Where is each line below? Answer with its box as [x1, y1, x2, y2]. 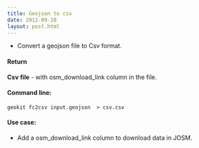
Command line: [7, 89, 52, 97]
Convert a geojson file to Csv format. [17, 42, 123, 50]
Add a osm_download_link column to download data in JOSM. [17, 134, 193, 142]
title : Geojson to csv [7, 10, 72, 17]
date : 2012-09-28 [7, 17, 57, 23]
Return [7, 57, 28, 65]
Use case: [7, 118, 36, 127]
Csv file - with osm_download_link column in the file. [7, 73, 157, 81]
